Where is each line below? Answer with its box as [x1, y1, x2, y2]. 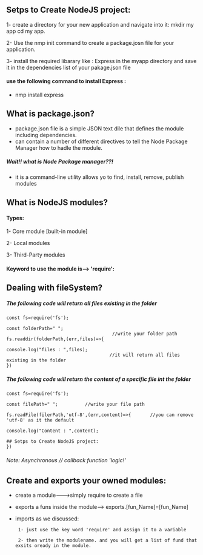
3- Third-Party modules [6, 251, 65, 258]
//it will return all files [109, 352, 181, 358]
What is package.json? [6, 109, 95, 119]
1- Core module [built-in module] [6, 227, 88, 235]
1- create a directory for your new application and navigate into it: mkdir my [6, 21, 194, 28]
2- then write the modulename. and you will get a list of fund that [18, 537, 198, 543]
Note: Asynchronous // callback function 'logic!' [6, 456, 126, 463]
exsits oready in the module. [15, 542, 92, 548]
